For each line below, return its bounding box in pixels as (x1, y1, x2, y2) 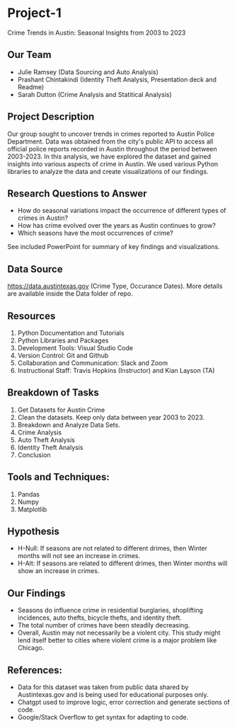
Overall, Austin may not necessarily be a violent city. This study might (17, 628, 221, 637)
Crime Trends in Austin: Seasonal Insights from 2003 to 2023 (7, 28, 186, 37)
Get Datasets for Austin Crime (17, 405, 105, 414)
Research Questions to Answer (7, 187, 147, 200)
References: (7, 664, 62, 676)
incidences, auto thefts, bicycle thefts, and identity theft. (17, 613, 183, 622)
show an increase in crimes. (17, 567, 100, 575)
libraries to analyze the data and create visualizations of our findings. (7, 167, 209, 175)
